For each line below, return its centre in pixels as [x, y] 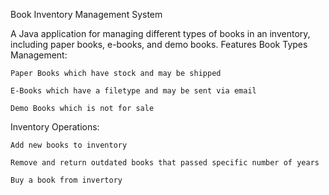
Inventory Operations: [55, 127]
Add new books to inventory [69, 145]
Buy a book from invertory [66, 180]
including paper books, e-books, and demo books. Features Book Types [159, 44]
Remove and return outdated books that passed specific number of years [165, 163]
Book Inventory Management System [86, 14]
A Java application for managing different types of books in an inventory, [160, 33]
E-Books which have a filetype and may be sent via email [133, 91]
